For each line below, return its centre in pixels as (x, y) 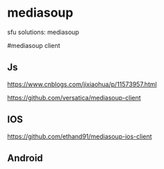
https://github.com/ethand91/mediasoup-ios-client (80, 136)
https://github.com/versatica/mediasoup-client (74, 97)
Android (25, 158)
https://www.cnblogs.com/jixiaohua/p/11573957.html (82, 84)
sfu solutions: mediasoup (43, 32)
